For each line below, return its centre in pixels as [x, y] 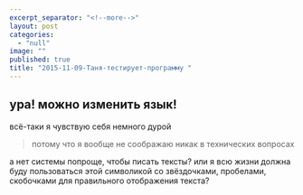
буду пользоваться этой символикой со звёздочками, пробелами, [138, 171]
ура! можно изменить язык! [94, 105]
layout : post [34, 26]
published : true [40, 60]
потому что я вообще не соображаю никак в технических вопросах [163, 144]
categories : [32, 34]
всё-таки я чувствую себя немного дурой [90, 126]
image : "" [28, 51]
